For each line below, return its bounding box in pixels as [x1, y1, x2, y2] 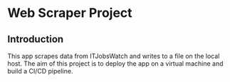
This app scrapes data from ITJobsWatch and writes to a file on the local [7, 52, 220, 60]
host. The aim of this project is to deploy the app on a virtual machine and [7, 59, 224, 68]
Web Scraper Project [7, 5, 133, 21]
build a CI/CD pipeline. [7, 67, 73, 75]
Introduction [7, 33, 64, 45]
